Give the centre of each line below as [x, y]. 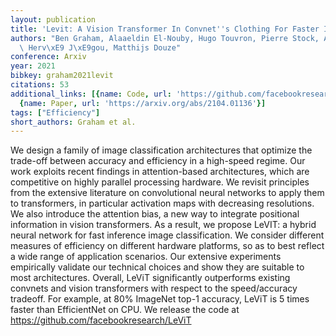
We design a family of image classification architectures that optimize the [161, 150]
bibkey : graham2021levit [62, 76]
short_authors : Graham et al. [73, 122]
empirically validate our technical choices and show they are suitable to [157, 267]
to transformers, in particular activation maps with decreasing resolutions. [162, 203]
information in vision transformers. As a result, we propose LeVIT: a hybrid [163, 225]
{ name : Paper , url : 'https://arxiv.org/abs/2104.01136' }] [143, 103]
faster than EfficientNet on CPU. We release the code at [125, 310]
